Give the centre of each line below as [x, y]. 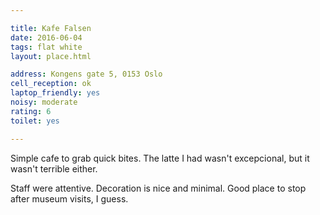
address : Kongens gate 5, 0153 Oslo [86, 74]
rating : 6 [31, 111]
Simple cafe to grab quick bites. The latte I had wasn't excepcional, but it [160, 158]
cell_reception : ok [51, 84]
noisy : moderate [44, 102]
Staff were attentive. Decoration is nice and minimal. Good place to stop [158, 188]
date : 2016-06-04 [46, 37]
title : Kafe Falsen [51, 28]
